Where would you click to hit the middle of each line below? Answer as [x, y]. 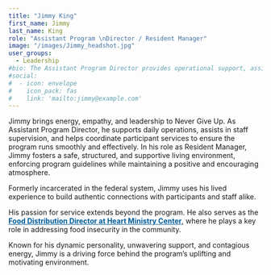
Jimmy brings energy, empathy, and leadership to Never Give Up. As [122, 121]
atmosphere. [29, 173]
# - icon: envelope [43, 83]
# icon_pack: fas [43, 91]
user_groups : [30, 53]
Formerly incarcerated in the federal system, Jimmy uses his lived [118, 188]
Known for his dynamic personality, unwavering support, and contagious [129, 245]
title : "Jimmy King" [43, 16]
